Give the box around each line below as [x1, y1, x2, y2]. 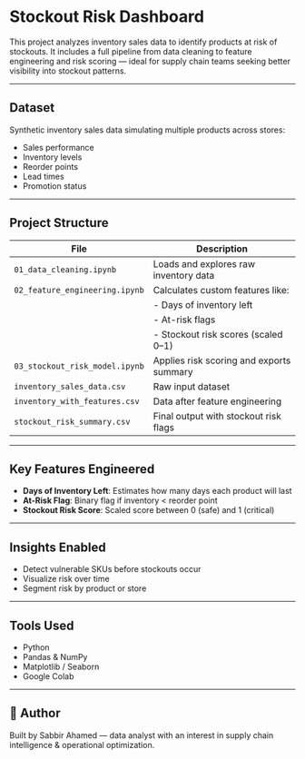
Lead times [22, 171, 65, 182]
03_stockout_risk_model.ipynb [14, 360, 145, 371]
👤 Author [9, 705, 61, 721]
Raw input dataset [152, 379, 230, 392]
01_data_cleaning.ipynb [14, 264, 117, 274]
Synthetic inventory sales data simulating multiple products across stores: [9, 124, 286, 135]
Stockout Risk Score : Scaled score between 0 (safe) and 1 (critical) [22, 505, 275, 516]
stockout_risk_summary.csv [14, 416, 131, 427]
